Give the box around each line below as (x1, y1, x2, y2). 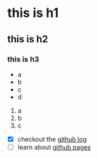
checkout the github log (17, 135, 87, 143)
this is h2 (7, 33, 48, 45)
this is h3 (7, 54, 39, 64)
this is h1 (7, 5, 59, 21)
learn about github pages (17, 142, 91, 151)
